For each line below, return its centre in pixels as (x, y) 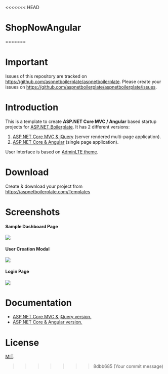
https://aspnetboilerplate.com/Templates (48, 191)
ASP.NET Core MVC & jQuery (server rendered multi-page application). (87, 137)
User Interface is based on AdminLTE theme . (52, 152)
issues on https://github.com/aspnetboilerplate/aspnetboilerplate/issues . (81, 87)
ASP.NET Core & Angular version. (47, 322)
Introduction (32, 108)
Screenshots (33, 212)
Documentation (39, 303)
